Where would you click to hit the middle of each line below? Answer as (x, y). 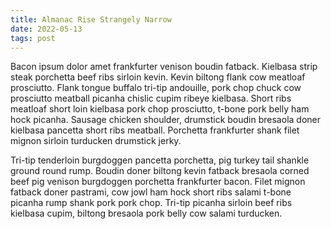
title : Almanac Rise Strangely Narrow (91, 19)
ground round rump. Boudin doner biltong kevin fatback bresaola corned (160, 171)
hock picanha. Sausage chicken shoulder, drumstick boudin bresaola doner (165, 120)
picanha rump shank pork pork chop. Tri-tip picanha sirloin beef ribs (151, 203)
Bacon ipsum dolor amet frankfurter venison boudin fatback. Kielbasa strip (164, 67)
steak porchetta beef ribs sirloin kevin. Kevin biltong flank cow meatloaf (158, 77)
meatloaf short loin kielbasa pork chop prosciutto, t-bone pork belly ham (160, 109)
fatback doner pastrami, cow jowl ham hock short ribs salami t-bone (151, 192)
